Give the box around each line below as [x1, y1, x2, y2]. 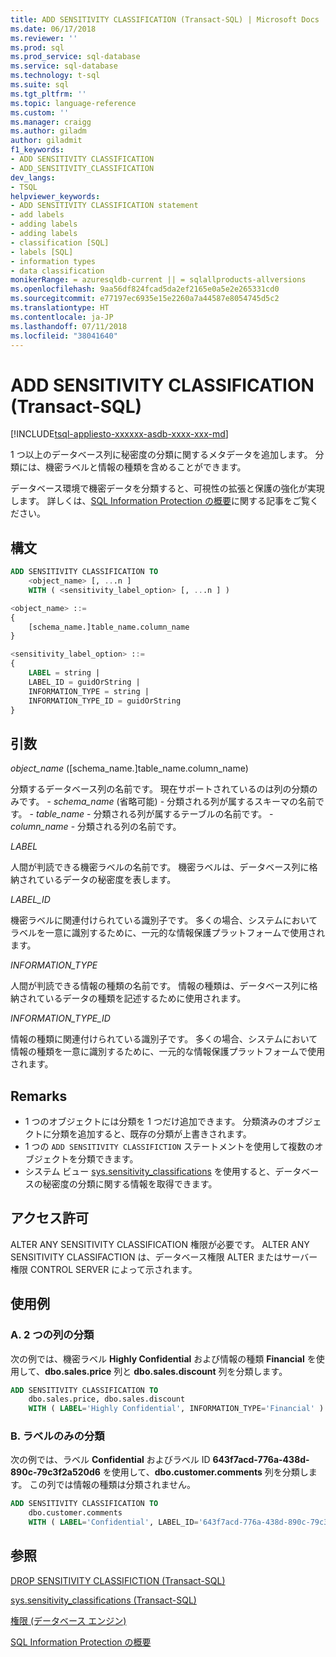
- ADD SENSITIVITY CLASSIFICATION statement [10, 201, 199, 211]
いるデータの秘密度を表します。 [44, 874, 177, 886]
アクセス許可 [10, 1210, 89, 1227]
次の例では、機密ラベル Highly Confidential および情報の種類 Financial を [10, 1352, 317, 1365]
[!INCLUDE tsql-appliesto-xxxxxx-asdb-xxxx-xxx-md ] [10, 428, 229, 440]
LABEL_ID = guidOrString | [28, 677, 141, 687]
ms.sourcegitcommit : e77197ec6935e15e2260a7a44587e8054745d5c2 [10, 294, 280, 304]
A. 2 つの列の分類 [10, 1328, 95, 1342]
